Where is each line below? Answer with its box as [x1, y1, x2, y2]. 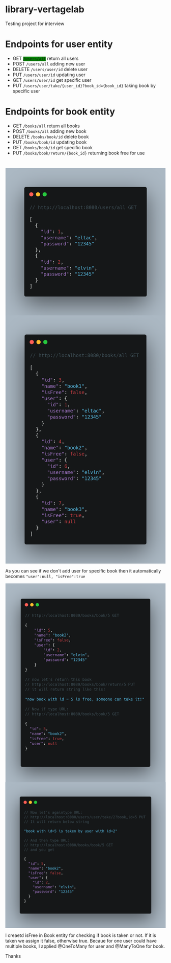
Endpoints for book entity [5, 106, 116, 118]
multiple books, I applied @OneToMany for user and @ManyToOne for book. [5, 943, 165, 949]
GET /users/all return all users [12, 55, 79, 61]
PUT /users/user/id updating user [12, 72, 85, 78]
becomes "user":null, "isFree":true [5, 574, 85, 580]
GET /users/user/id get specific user [12, 77, 92, 83]
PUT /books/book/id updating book [12, 139, 87, 145]
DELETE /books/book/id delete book [12, 133, 89, 140]
